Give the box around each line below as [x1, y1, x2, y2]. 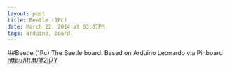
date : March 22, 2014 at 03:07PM [7, 23, 105, 30]
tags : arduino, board [7, 29, 71, 37]
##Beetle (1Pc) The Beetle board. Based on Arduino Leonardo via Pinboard [7, 49, 223, 57]
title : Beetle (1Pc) [7, 17, 68, 24]
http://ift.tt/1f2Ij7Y [7, 56, 58, 65]
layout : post [7, 10, 46, 17]
